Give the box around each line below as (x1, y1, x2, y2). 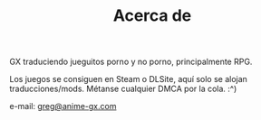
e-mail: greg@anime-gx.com (9, 101, 117, 112)
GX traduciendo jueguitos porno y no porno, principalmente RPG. (9, 56, 253, 68)
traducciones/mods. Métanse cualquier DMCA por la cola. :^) (9, 83, 237, 95)
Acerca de (112, 5, 192, 26)
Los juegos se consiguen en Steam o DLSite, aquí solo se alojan (9, 74, 247, 85)
